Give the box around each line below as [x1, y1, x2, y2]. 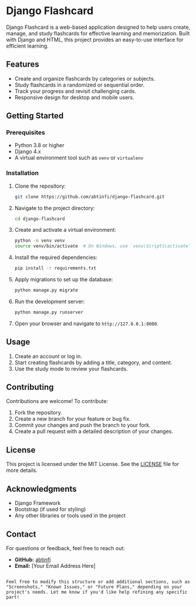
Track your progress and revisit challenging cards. [14, 87, 137, 95]
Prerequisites [6, 128, 45, 136]
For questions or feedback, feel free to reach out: [6, 544, 125, 551]
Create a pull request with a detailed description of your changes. [14, 428, 174, 435]
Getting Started [6, 111, 64, 121]
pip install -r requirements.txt [14, 265, 97, 271]
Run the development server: [14, 298, 85, 305]
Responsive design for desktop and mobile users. [14, 94, 134, 101]
